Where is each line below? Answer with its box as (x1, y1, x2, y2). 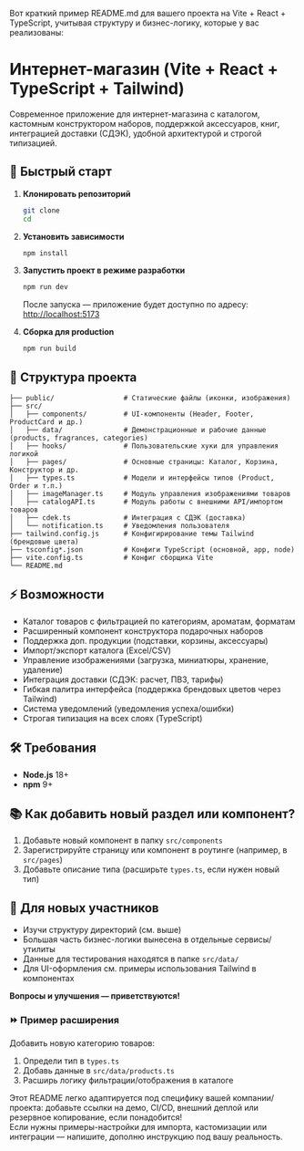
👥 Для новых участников (9, 900, 159, 916)
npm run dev (22, 283, 68, 292)
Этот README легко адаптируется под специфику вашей (9, 1093, 231, 1104)
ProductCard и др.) (9, 417, 84, 427)
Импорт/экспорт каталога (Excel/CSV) (22, 645, 171, 656)
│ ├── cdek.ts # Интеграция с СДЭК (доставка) (9, 513, 247, 523)
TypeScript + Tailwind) (9, 78, 185, 99)
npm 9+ (22, 779, 54, 790)
